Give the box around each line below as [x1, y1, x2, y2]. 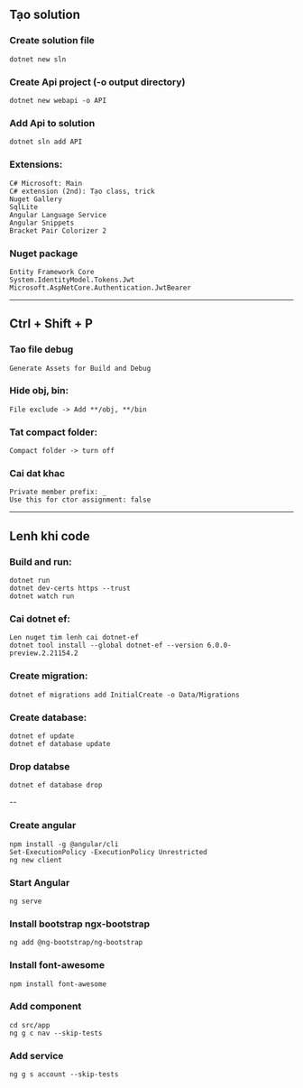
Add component [9, 1000, 82, 1013]
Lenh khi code [9, 528, 90, 544]
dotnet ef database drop [9, 780, 103, 790]
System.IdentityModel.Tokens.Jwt [9, 275, 135, 284]
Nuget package [9, 247, 78, 260]
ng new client [9, 855, 63, 864]
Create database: [9, 711, 87, 724]
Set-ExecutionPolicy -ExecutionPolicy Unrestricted [9, 847, 207, 856]
